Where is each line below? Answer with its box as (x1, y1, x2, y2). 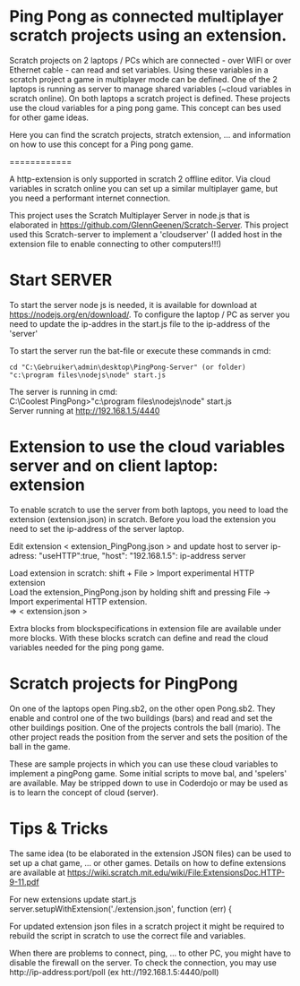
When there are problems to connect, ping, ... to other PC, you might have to (9, 947, 291, 958)
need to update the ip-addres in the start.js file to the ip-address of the (9, 318, 270, 329)
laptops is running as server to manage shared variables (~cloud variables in (9, 83, 292, 94)
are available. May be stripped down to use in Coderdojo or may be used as (9, 777, 288, 788)
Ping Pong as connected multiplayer (9, 6, 284, 27)
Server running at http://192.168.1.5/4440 (9, 405, 160, 416)
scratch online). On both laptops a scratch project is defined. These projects (9, 92, 291, 104)
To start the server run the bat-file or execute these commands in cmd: (9, 345, 271, 356)
